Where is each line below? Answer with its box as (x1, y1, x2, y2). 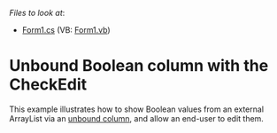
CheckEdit (9, 74, 88, 95)
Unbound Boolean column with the (9, 56, 269, 76)
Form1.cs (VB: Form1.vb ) (21, 25, 111, 35)
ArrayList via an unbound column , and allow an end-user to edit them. (9, 113, 264, 123)
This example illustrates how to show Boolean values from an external (9, 104, 264, 114)
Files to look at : (9, 8, 65, 18)
